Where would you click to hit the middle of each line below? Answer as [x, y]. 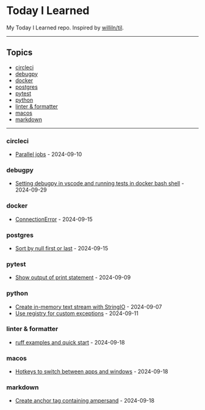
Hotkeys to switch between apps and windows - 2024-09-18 [92, 371]
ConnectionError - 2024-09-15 [54, 219]
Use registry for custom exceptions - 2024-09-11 [77, 313]
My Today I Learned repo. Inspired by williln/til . [65, 28]
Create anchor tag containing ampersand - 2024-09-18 [85, 401]
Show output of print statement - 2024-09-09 [73, 278]
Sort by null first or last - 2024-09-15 [62, 248]
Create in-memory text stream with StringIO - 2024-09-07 [88, 307]
